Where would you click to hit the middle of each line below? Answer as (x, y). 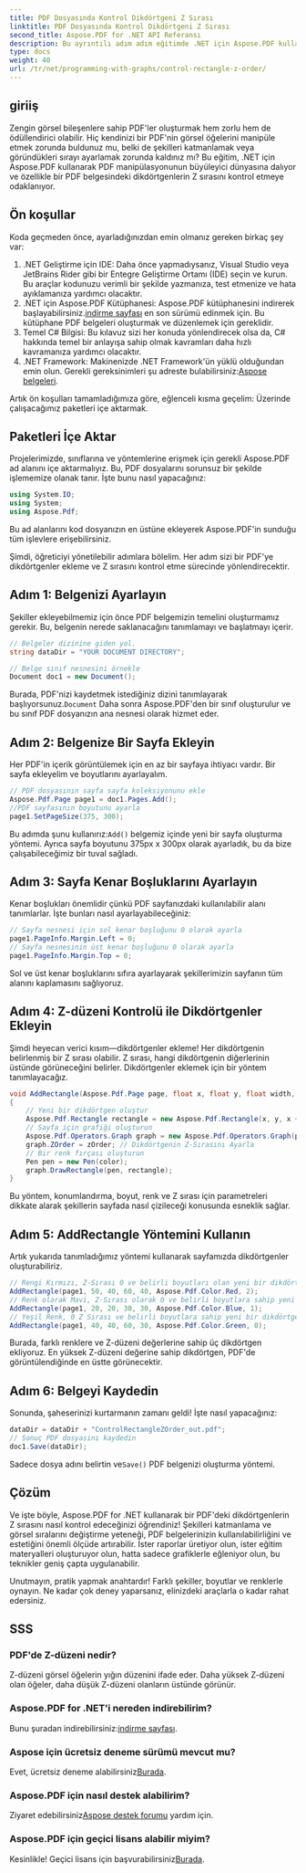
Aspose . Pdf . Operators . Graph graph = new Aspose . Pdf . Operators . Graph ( (161, 1136)
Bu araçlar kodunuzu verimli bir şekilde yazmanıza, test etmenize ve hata (159, 283)
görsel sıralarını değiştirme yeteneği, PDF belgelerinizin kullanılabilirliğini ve (150, 1534)
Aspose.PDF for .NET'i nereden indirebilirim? (111, 1709)
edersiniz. (28, 1600)
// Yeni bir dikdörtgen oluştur (87, 1110)
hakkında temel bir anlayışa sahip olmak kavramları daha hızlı (137, 342)
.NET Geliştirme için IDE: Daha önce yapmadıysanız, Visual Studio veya (156, 264)
